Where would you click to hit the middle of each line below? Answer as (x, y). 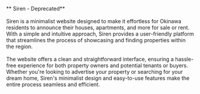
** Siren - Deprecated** (36, 9)
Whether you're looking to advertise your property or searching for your (95, 72)
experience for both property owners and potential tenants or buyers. (103, 65)
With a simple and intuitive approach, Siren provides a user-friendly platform (100, 34)
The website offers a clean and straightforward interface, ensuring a (90, 59)
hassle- (184, 59)
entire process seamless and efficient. (53, 84)
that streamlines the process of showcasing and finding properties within (96, 40)
